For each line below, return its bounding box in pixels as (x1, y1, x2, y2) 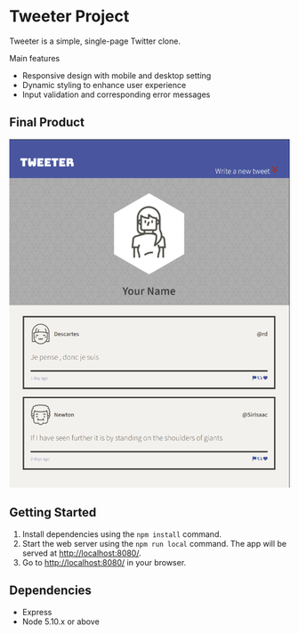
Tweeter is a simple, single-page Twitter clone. (9, 36, 181, 46)
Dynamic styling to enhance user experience (21, 79, 187, 90)
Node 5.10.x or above (21, 616, 100, 627)
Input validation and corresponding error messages (21, 89, 211, 100)
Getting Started (9, 505, 97, 520)
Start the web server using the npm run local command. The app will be (21, 538, 287, 549)
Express (21, 606, 53, 617)
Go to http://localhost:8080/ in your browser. (21, 557, 187, 567)
